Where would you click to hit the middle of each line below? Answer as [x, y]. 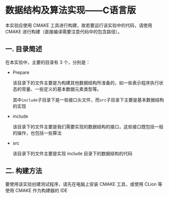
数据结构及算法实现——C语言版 [71, 10]
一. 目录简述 [24, 49]
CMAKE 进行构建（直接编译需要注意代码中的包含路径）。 [64, 31]
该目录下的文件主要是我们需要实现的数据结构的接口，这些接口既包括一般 [88, 126]
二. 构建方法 [24, 171]
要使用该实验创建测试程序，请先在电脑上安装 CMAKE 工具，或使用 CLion [81, 184]
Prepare [21, 72]
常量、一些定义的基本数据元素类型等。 [61, 89]
